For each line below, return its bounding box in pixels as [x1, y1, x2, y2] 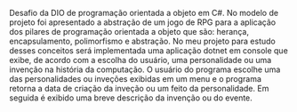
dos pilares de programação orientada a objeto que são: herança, [9, 27, 249, 36]
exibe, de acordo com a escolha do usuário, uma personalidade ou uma [9, 55, 272, 65]
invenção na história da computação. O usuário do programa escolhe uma [9, 64, 281, 75]
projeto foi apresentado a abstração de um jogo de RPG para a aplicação [9, 17, 277, 28]
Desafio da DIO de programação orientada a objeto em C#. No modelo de [9, 8, 278, 18]
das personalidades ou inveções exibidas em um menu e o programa [9, 74, 262, 84]
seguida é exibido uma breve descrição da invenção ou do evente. [9, 92, 253, 103]
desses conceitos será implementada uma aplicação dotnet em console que [9, 45, 289, 56]
